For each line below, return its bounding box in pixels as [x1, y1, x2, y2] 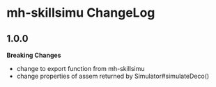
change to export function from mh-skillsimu [16, 65, 145, 72]
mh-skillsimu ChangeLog [6, 5, 155, 21]
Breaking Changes [6, 51, 61, 59]
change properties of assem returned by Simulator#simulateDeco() [16, 72, 210, 80]
